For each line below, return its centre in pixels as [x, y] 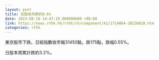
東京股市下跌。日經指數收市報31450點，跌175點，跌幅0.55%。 [68, 42]
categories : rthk [23, 28]
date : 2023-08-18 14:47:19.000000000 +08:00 [51, 19]
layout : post [18, 10]
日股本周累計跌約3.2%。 [30, 53]
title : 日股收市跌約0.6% [28, 14]
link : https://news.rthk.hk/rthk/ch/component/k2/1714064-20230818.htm [79, 23]
